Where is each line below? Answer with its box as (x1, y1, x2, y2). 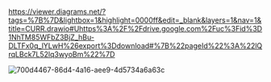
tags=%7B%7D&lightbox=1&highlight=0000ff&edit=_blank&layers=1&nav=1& (8, 15, 262, 25)
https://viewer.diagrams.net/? (8, 7, 106, 16)
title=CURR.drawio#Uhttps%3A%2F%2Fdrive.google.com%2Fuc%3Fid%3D (8, 24, 263, 33)
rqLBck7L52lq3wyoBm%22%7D (8, 50, 115, 59)
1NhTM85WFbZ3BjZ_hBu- (8, 32, 95, 42)
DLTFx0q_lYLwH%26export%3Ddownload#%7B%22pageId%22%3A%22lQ (8, 41, 263, 51)
